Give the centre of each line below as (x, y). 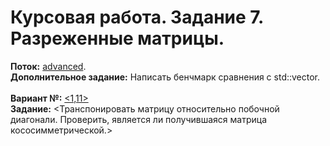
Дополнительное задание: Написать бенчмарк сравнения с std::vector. (165, 77)
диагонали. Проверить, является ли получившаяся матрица (139, 119)
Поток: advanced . (48, 66)
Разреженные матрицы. (117, 38)
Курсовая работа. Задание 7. (137, 17)
